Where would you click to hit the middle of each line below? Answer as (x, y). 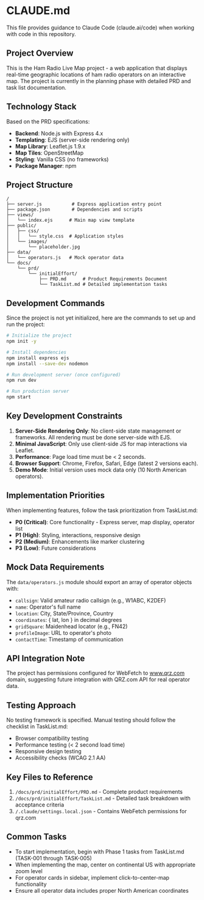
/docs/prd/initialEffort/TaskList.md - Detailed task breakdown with (103, 798)
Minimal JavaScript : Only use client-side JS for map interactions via (101, 444)
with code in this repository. (41, 34)
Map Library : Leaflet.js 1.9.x (50, 146)
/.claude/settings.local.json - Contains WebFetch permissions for (101, 811)
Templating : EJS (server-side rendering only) (72, 140)
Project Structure (40, 185)
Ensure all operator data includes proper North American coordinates (102, 890)
